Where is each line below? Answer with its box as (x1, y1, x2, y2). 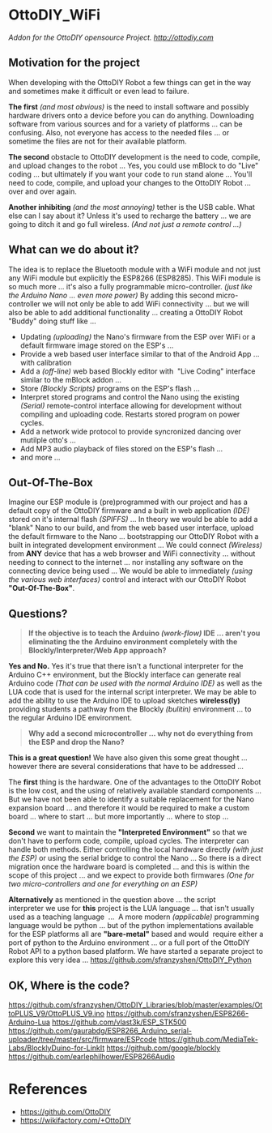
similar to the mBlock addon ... (19, 374, 121, 384)
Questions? (8, 606, 68, 621)
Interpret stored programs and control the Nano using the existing (19, 391, 240, 402)
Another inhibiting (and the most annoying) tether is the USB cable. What (8, 202, 255, 212)
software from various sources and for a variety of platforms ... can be (8, 119, 243, 129)
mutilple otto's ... (19, 435, 76, 445)
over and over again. (8, 186, 77, 196)
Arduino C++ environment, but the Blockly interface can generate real (8, 670, 241, 680)
